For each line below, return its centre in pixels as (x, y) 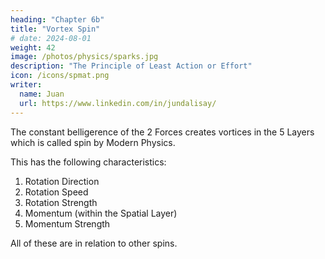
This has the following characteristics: (88, 162)
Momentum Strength (67, 223)
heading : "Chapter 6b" (57, 19)
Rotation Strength (61, 202)
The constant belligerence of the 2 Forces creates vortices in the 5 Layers (162, 132)
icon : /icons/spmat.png (60, 76)
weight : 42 (33, 47)
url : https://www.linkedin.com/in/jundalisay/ (118, 103)
